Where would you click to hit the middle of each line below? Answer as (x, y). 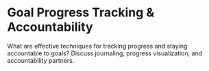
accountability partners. (41, 60)
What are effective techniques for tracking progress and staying (97, 46)
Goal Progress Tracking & (81, 13)
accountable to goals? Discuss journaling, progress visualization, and (105, 53)
